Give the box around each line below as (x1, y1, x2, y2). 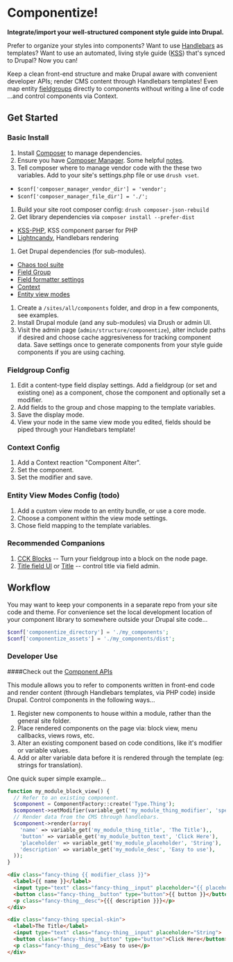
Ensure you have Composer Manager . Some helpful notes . (17, 156, 184, 164)
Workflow (7, 582, 51, 594)
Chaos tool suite (17, 260, 64, 268)
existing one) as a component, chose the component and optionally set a (17, 388, 226, 396)
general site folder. (17, 716, 71, 725)
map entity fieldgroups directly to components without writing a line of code (7, 84, 224, 93)
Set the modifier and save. (17, 473, 93, 481)
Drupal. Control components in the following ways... (7, 696, 155, 704)
